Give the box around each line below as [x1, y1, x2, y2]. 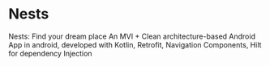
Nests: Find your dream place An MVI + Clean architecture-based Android [8, 31, 255, 41]
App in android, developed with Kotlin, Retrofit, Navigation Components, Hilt [8, 39, 262, 49]
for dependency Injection [8, 48, 92, 58]
